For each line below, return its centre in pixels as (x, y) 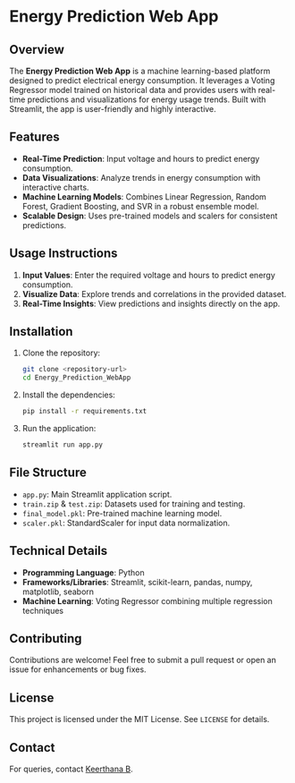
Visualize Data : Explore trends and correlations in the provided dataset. (154, 294)
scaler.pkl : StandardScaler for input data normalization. (126, 523)
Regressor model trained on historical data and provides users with (133, 90)
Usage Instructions (63, 254)
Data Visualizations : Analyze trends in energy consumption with (141, 177)
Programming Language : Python (83, 572)
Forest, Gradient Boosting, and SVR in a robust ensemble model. (140, 206)
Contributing (46, 638)
